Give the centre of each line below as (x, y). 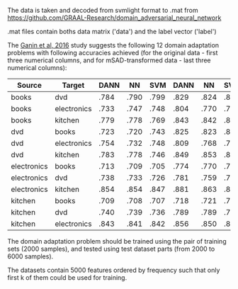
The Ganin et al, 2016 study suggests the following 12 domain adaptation (113, 45)
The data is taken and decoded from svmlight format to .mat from (103, 10)
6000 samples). (30, 256)
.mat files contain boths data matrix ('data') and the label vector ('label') (112, 32)
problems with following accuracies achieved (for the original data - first (113, 53)
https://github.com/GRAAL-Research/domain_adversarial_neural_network (114, 18)
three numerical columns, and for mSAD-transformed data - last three (109, 60)
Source (29, 85)
